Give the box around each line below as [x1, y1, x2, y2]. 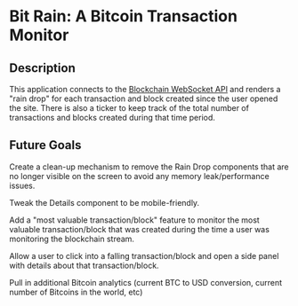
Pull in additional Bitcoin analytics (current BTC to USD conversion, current [9, 277, 283, 287]
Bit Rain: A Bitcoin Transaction [9, 6, 238, 27]
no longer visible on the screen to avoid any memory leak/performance [9, 170, 270, 181]
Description [9, 60, 76, 75]
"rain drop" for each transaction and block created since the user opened [9, 93, 278, 104]
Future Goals [9, 137, 82, 153]
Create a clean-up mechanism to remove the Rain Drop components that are [9, 161, 289, 172]
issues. [9, 180, 36, 191]
